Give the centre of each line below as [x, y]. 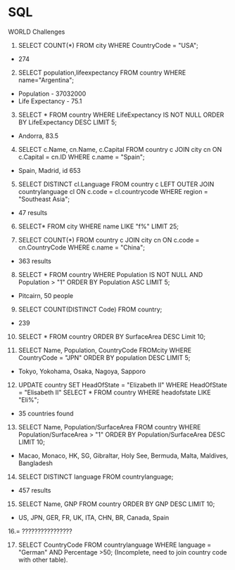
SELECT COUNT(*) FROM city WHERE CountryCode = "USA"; [108, 45]
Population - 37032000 [52, 93]
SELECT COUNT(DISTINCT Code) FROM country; [90, 309]
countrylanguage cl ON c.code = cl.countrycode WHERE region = [113, 191]
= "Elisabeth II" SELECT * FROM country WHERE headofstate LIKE [114, 392]
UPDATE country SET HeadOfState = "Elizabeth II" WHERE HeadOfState [123, 384]
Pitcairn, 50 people [46, 295]
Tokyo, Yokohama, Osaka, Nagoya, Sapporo [82, 371]
